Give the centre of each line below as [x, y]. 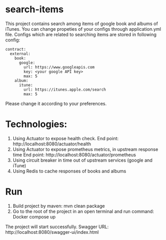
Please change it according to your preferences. [56, 103]
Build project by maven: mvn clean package [59, 206]
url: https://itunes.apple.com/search [65, 90]
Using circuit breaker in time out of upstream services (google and [82, 160]
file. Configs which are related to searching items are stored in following [81, 34]
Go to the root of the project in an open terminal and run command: [83, 211]
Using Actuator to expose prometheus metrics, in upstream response [85, 149]
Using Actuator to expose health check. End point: [66, 138]
